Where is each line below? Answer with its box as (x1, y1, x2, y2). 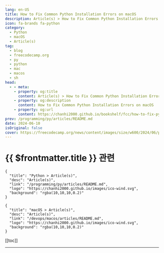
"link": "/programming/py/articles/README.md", (9, 182, 108, 187)
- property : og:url (14, 107, 54, 113)
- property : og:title (14, 89, 58, 94)
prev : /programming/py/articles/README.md (5, 116, 93, 121)
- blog (9, 48, 23, 53)
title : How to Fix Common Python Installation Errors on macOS (5, 12, 137, 17)
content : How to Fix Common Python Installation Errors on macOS (18, 103, 154, 108)
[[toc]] (5, 238, 18, 244)
